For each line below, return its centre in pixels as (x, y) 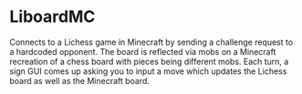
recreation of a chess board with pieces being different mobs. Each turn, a (149, 61)
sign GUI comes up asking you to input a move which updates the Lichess (148, 71)
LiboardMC (52, 17)
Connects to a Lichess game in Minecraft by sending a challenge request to (151, 42)
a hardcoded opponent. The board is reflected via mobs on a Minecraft (143, 51)
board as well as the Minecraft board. (80, 80)
